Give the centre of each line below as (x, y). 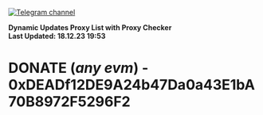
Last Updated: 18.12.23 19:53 (57, 36)
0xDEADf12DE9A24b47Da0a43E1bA (131, 85)
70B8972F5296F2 (69, 102)
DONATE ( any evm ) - (79, 68)
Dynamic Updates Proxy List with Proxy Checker (90, 27)
